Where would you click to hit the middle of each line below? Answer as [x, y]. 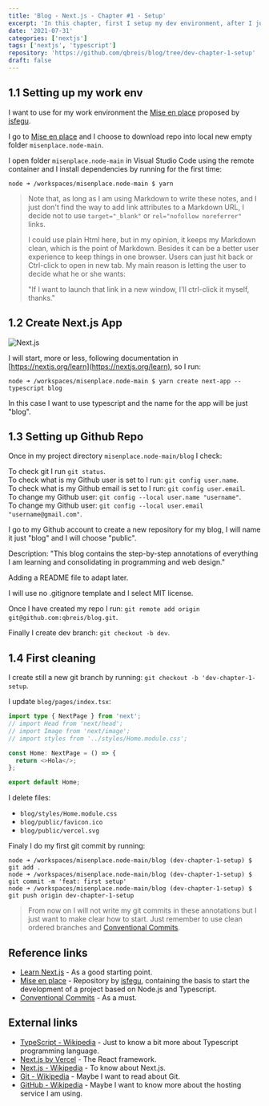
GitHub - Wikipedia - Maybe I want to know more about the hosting [130, 1084]
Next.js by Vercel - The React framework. [88, 1059]
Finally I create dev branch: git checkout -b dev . [89, 633]
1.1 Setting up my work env [76, 93]
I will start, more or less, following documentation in [93, 358]
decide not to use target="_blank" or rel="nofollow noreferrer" [135, 215]
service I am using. [51, 1093]
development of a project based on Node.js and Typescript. [118, 989]
